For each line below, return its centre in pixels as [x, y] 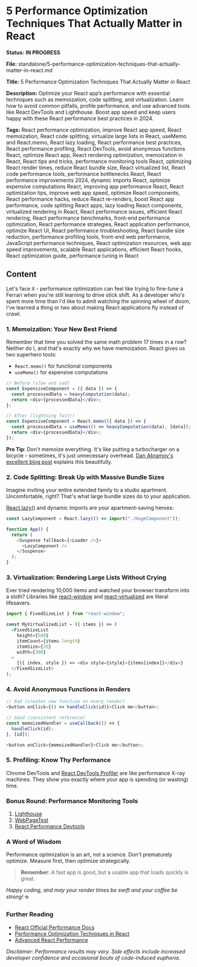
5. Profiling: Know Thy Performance [58, 760]
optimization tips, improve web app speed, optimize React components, [93, 192]
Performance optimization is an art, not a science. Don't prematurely [89, 854]
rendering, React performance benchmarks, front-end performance [88, 218]
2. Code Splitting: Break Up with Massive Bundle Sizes [85, 477]
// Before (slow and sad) [38, 383]
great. [28, 879]
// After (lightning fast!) [41, 416]
